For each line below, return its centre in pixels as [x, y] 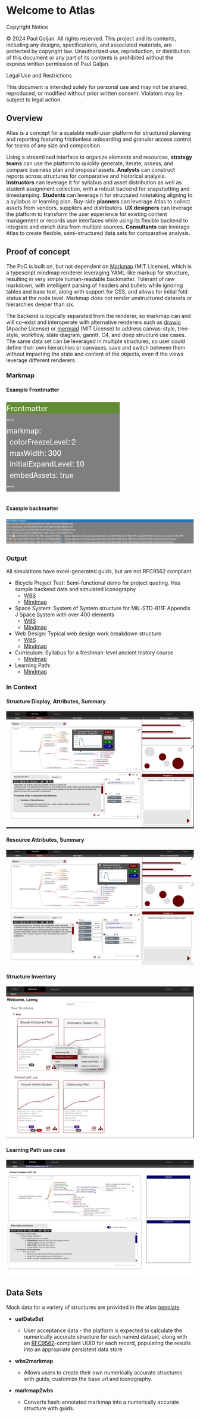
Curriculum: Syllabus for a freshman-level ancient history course [94, 653]
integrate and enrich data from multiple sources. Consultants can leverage [98, 227]
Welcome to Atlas [51, 10]
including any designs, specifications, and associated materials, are [89, 45]
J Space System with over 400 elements [65, 614]
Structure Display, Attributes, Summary [56, 701]
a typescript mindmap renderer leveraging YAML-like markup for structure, [98, 273]
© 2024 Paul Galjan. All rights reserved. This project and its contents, [91, 38]
